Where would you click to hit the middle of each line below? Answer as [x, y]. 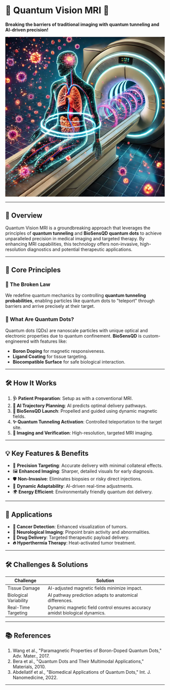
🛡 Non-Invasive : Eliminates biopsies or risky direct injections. [77, 479]
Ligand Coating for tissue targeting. [50, 356]
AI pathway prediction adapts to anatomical [93, 595]
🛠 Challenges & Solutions [47, 565]
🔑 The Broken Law [28, 284]
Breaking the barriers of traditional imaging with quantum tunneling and [82, 24]
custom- [152, 336]
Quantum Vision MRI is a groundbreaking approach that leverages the [78, 228]
